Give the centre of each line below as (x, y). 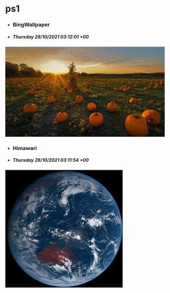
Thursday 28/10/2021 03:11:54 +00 (51, 160)
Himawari (25, 148)
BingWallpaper (31, 25)
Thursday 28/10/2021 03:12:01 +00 (51, 36)
